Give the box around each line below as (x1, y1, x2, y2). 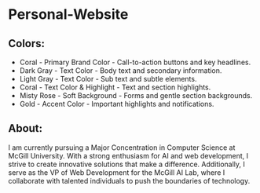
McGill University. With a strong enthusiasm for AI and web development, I (8, 151, 249, 160)
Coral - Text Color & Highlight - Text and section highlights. (19, 82, 211, 92)
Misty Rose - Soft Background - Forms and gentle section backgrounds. (19, 91, 253, 100)
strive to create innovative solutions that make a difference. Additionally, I (8, 159, 246, 169)
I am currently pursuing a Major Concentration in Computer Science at (8, 143, 236, 152)
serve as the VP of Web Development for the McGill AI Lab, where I (8, 167, 225, 177)
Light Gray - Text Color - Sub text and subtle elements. (19, 75, 197, 83)
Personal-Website (8, 5, 129, 24)
